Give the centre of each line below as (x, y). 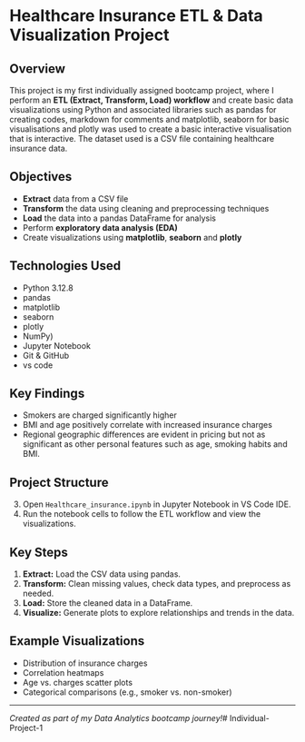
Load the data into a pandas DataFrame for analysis (119, 218)
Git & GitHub (46, 355)
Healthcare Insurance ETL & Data (136, 16)
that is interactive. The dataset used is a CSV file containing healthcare (142, 139)
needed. (38, 594)
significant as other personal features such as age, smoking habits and (155, 444)
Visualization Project (89, 35)
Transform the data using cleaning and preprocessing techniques (146, 208)
